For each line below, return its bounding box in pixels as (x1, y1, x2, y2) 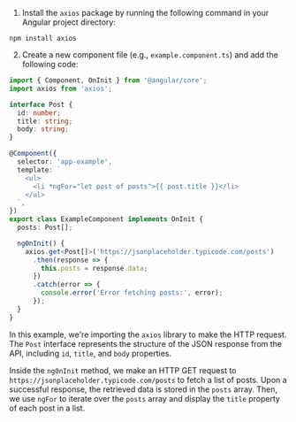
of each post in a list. (9, 403, 86, 413)
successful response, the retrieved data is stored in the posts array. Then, (9, 384, 278, 395)
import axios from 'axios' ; (9, 84, 113, 93)
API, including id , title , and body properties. (9, 348, 172, 358)
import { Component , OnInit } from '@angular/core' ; (9, 76, 208, 85)
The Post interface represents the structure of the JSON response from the (9, 338, 283, 349)
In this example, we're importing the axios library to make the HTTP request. (9, 329, 287, 340)
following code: (21, 59, 79, 69)
